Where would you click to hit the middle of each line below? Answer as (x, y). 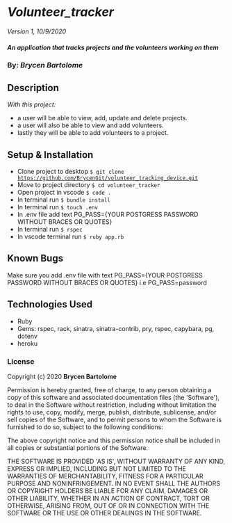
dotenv (27, 336)
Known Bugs (35, 258)
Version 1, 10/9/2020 (37, 31)
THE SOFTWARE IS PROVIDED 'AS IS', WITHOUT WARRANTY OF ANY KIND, (116, 461)
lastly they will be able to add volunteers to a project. (93, 133)
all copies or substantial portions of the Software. (77, 448)
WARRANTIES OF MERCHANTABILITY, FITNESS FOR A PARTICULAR (105, 476)
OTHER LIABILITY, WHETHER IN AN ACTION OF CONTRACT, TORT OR (108, 498)
